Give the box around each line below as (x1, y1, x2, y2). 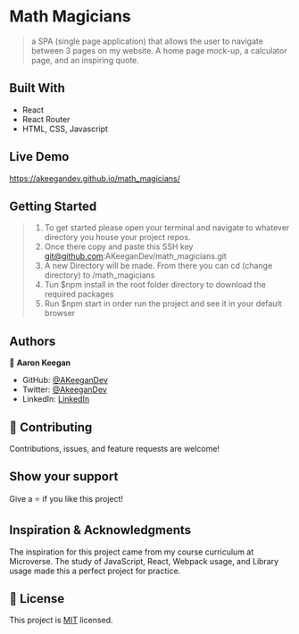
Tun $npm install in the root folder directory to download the (44, 279, 266, 290)
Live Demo (9, 149, 70, 164)
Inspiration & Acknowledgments (9, 522, 192, 538)
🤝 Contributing (9, 420, 93, 435)
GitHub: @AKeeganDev (21, 375, 109, 386)
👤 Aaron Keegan (9, 357, 71, 368)
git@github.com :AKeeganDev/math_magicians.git (44, 251, 228, 262)
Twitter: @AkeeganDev (21, 384, 107, 395)
